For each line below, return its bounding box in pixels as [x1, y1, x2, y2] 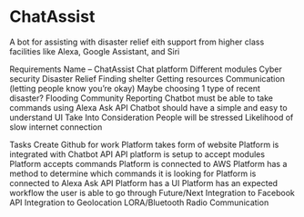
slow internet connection [9, 121, 103, 133]
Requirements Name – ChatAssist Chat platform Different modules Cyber [9, 64, 282, 74]
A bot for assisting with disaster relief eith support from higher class [9, 36, 265, 47]
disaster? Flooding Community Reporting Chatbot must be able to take [9, 93, 274, 104]
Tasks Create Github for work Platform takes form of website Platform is [9, 139, 279, 150]
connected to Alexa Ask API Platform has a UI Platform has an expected [9, 177, 279, 188]
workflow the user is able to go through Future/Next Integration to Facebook [9, 187, 296, 198]
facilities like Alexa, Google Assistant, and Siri [9, 45, 180, 56]
